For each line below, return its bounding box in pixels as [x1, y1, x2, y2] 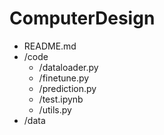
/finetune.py [38, 72, 90, 84]
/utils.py [38, 103, 72, 116]
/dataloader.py [38, 61, 99, 73]
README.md [23, 40, 77, 52]
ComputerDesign [9, 7, 156, 30]
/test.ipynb [38, 93, 84, 105]
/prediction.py [38, 82, 97, 94]
